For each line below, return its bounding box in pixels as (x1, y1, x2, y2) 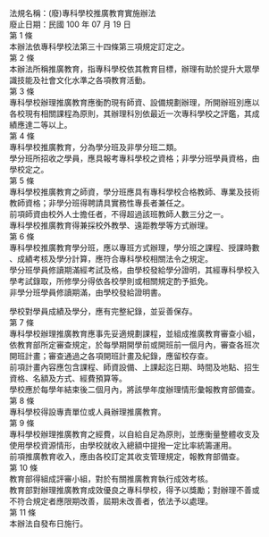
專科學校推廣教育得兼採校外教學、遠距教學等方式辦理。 (9, 220, 213, 231)
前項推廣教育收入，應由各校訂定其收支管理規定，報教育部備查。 (9, 451, 244, 462)
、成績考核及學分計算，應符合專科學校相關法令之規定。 (9, 254, 213, 264)
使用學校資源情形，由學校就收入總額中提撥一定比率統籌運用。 (9, 441, 237, 450)
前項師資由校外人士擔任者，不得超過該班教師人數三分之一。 (9, 209, 229, 219)
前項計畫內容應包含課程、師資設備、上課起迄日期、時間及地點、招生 (9, 362, 260, 373)
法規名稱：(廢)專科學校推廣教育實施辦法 (9, 8, 156, 18)
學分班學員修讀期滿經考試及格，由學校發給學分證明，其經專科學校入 (9, 264, 260, 275)
